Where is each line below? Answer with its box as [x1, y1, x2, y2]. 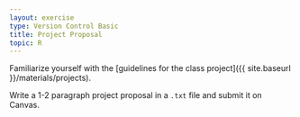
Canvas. [9, 100, 41, 111]
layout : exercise [9, 13, 75, 22]
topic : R [9, 38, 42, 48]
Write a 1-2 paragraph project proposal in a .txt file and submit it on [9, 90, 263, 101]
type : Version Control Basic [9, 22, 119, 31]
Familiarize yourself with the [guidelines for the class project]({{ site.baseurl [9, 63, 291, 74]
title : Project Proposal [9, 30, 103, 39]
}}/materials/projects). [9, 73, 92, 84]
